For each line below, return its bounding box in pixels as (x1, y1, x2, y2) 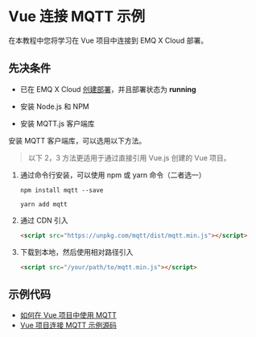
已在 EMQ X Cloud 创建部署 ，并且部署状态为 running (19, 84, 196, 94)
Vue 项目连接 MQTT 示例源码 (19, 320, 117, 331)
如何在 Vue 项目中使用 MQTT (19, 310, 117, 320)
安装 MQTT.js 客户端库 (19, 119, 95, 128)
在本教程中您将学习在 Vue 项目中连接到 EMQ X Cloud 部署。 (8, 35, 208, 45)
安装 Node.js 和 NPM (19, 102, 90, 111)
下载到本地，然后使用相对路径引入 (19, 247, 134, 256)
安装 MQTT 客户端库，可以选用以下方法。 (8, 135, 147, 145)
